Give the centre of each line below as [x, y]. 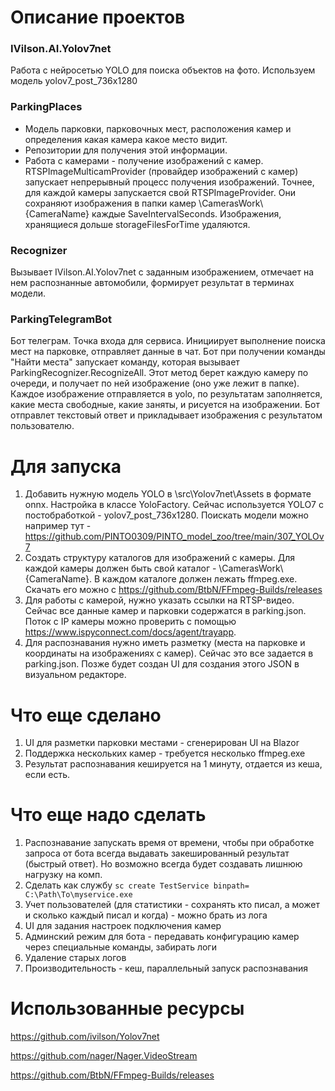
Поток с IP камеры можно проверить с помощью [130, 622]
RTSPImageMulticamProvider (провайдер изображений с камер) [161, 171]
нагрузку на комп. [63, 875]
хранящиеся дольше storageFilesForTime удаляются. [137, 224]
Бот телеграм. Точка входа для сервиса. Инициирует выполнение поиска [168, 341]
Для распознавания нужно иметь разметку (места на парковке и [165, 643]
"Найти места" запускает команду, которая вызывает [125, 362]
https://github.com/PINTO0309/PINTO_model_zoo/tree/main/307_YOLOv [174, 537]
